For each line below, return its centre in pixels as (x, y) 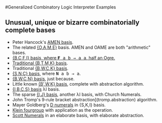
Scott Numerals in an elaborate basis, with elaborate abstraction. (78, 115)
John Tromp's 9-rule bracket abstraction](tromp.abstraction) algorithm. (85, 99)
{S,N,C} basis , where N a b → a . (46, 73)
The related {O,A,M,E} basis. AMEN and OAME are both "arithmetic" (81, 47)
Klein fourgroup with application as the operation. (62, 110)
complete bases (30, 30)
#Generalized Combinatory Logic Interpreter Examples (61, 7)
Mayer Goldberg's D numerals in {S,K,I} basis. (59, 105)
